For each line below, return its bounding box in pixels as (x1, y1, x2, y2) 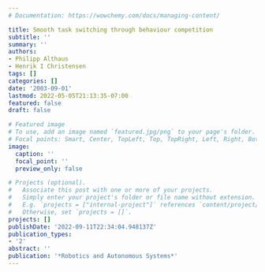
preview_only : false (15, 165, 83, 173)
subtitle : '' (8, 33, 51, 41)
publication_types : (8, 230, 73, 238)
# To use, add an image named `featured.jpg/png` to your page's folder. (8, 128, 256, 136)
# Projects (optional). (8, 179, 87, 187)
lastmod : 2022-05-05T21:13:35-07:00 (8, 91, 129, 99)
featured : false (8, 99, 62, 107)
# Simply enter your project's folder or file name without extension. (8, 194, 256, 202)
